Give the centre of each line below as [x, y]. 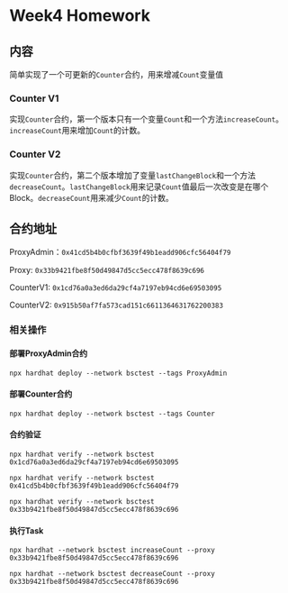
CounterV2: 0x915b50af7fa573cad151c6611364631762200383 [116, 305]
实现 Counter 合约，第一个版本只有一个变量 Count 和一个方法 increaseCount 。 [146, 119]
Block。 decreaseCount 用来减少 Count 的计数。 [91, 197]
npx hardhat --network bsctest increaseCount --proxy [112, 551]
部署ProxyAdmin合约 [49, 353]
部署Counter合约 [41, 394]
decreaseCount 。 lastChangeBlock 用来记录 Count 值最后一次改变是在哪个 [139, 187]
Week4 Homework [80, 16]
